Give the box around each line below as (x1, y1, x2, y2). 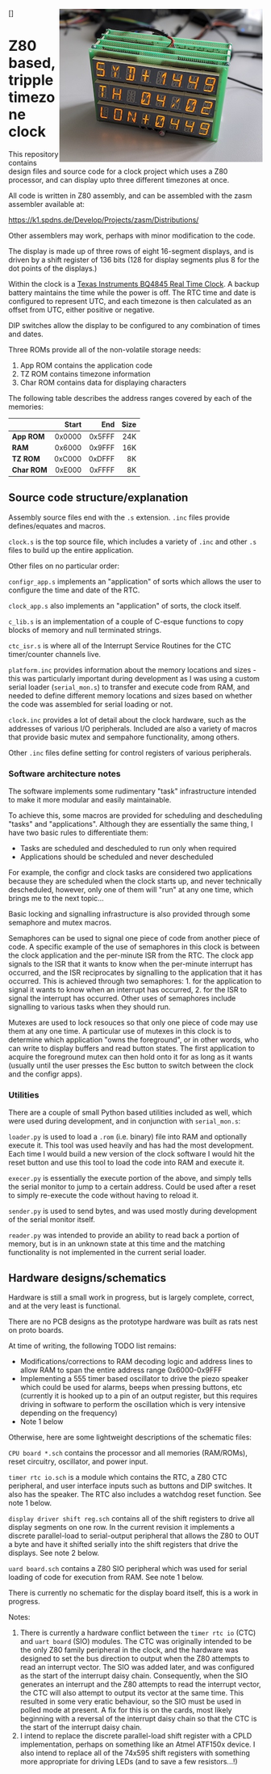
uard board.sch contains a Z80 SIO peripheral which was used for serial (8, 1564, 248, 1574)
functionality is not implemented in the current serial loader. (8, 1248, 206, 1258)
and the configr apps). (8, 1069, 83, 1079)
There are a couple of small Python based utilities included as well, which (8, 1108, 252, 1118)
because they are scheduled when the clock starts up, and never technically (8, 876, 262, 886)
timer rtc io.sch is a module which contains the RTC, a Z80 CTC (8, 1473, 227, 1482)
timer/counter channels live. (8, 649, 102, 659)
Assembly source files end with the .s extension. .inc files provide (8, 512, 230, 522)
